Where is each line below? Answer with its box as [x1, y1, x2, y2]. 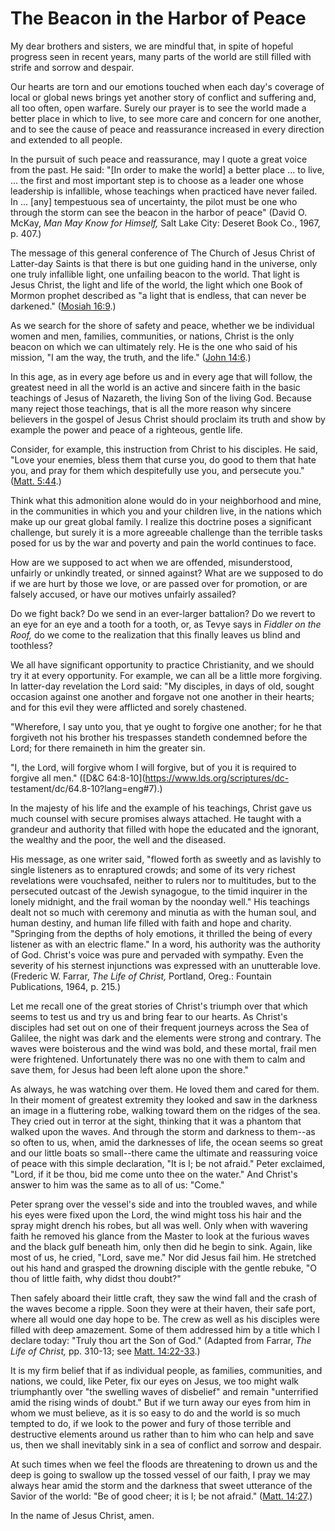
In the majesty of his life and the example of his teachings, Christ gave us [10, 802, 312, 814]
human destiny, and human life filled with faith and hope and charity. [10, 917, 292, 929]
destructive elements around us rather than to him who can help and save [10, 1428, 315, 1440]
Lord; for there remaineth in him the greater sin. [10, 742, 206, 754]
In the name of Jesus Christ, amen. [10, 1509, 155, 1521]
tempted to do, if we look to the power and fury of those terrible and [10, 1417, 292, 1429]
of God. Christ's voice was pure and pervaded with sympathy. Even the [10, 948, 304, 961]
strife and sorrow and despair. [10, 61, 135, 73]
